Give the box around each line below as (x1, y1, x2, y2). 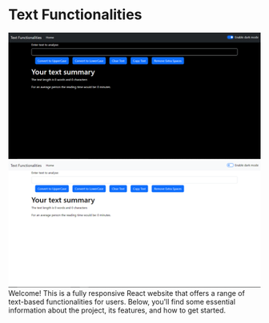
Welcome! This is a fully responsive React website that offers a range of (8, 289, 246, 298)
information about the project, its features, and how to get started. (8, 305, 227, 315)
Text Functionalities (8, 6, 143, 24)
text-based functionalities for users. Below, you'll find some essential (8, 297, 236, 307)
